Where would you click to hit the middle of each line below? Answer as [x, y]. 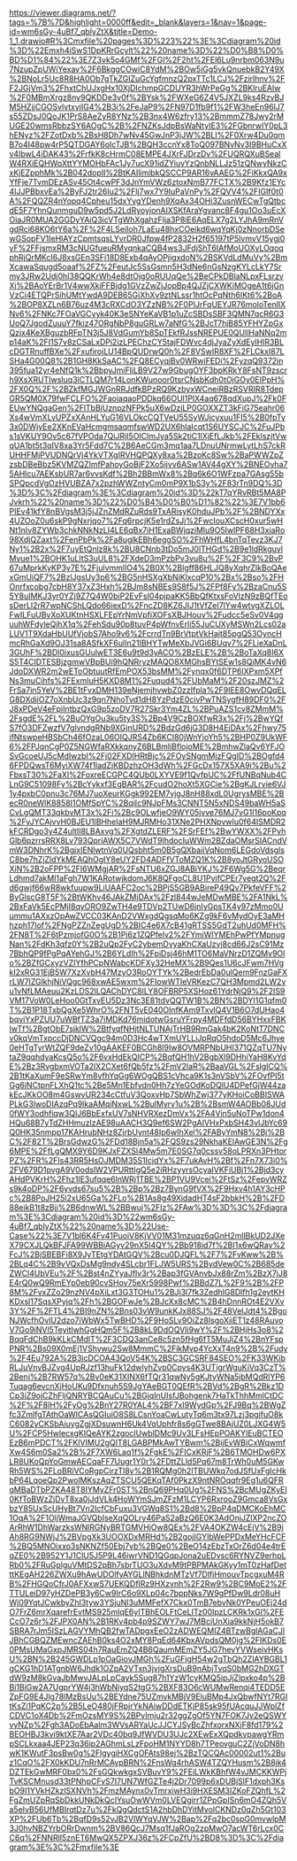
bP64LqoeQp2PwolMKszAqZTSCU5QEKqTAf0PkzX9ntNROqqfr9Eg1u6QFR [147, 1480]
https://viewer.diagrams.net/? [63, 13]
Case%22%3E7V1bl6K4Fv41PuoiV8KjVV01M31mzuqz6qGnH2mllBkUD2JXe [147, 1236]
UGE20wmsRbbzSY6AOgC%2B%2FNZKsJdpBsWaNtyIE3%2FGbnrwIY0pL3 [148, 126]
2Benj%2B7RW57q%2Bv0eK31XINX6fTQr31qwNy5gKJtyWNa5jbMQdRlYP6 [147, 1377]
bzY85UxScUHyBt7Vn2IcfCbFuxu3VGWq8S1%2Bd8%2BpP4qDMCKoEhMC [148, 1508]
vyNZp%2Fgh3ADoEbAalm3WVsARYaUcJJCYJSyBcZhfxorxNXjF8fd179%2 [146, 1725]
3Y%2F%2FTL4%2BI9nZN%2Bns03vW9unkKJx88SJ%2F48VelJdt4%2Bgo [148, 1311]
